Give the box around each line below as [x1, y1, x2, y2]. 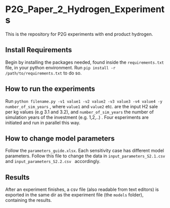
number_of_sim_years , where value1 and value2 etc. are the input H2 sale [5, 103, 158, 109]
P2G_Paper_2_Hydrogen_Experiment [5, 4, 165, 15]
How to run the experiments [5, 85, 95, 93]
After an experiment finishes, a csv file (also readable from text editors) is [5, 186, 159, 193]
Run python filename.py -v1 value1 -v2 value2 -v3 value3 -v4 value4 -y [5, 98, 162, 104]
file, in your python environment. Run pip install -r [5, 64, 116, 70]
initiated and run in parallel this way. [5, 119, 80, 126]
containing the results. [5, 197, 52, 203]
